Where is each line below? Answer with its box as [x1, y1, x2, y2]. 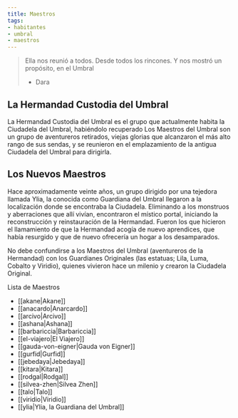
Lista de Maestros [7, 283, 61, 291]
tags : [7, 17, 24, 24]
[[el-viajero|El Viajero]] [17, 334, 85, 343]
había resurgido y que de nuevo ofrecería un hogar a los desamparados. [7, 232, 220, 241]
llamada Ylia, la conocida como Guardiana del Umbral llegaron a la [7, 194, 202, 203]
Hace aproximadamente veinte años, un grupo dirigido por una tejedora [7, 187, 217, 196]
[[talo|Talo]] [17, 387, 53, 396]
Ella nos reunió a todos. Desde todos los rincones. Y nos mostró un [24, 56, 222, 65]
